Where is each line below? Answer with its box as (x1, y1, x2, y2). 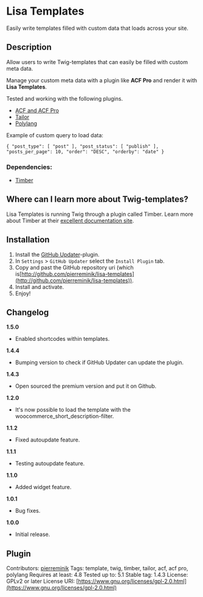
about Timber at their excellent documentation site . (6, 216, 134, 224)
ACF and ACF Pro (15, 107, 60, 114)
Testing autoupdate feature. (15, 460, 85, 467)
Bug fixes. (15, 507, 41, 515)
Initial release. (15, 531, 50, 538)
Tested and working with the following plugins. (6, 95, 123, 102)
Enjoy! (15, 290, 31, 297)
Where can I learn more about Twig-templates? (6, 194, 188, 205)
